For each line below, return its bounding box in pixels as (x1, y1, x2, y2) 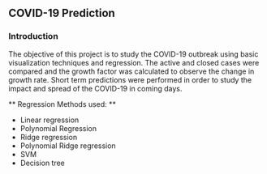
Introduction (8, 31, 58, 42)
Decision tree (19, 158, 65, 168)
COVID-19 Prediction (8, 6, 115, 20)
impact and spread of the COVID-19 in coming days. (8, 83, 183, 93)
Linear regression (19, 115, 80, 125)
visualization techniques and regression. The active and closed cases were (8, 57, 260, 67)
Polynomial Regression (19, 123, 97, 133)
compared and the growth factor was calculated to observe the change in (8, 66, 255, 76)
